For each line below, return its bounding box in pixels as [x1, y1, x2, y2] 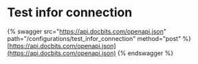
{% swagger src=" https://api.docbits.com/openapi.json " [7, 27, 167, 35]
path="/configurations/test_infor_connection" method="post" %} [7, 34, 191, 42]
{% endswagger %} [117, 49, 174, 57]
